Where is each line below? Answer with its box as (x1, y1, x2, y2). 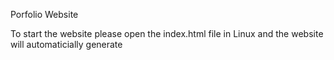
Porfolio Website (10, 9, 79, 20)
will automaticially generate (10, 39, 123, 50)
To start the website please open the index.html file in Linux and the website (10, 28, 324, 39)
